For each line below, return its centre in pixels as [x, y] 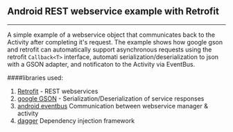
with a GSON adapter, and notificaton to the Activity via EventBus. [101, 64]
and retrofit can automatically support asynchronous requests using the [110, 49]
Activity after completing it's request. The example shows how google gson [115, 42]
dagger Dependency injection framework [76, 120]
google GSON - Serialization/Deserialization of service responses [111, 98]
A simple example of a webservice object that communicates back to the [111, 35]
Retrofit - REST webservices [58, 91]
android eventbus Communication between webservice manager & [112, 106]
